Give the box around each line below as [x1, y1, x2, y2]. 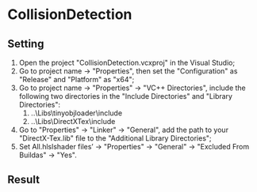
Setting [7, 37, 44, 51]
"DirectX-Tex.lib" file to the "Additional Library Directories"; [18, 134, 212, 143]
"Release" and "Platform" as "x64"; [18, 75, 135, 84]
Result [7, 173, 40, 186]
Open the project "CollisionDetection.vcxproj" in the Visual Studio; [18, 58, 236, 67]
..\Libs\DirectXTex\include [30, 117, 116, 126]
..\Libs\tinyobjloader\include [30, 108, 123, 118]
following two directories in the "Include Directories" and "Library [18, 92, 233, 100]
